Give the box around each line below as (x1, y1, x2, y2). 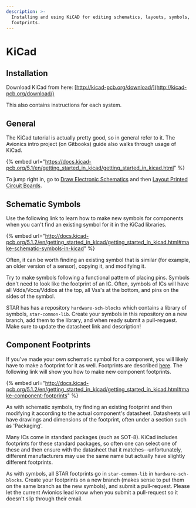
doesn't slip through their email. (6, 495, 83, 502)
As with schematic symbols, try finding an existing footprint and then (6, 403, 173, 410)
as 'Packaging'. (6, 422, 43, 429)
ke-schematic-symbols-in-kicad (6, 245, 84, 252)
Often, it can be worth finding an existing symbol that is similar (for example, (6, 257, 191, 263)
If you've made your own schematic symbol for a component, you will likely (6, 356, 188, 363)
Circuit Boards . (6, 182, 42, 189)
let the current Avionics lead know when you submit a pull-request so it (6, 489, 178, 496)
